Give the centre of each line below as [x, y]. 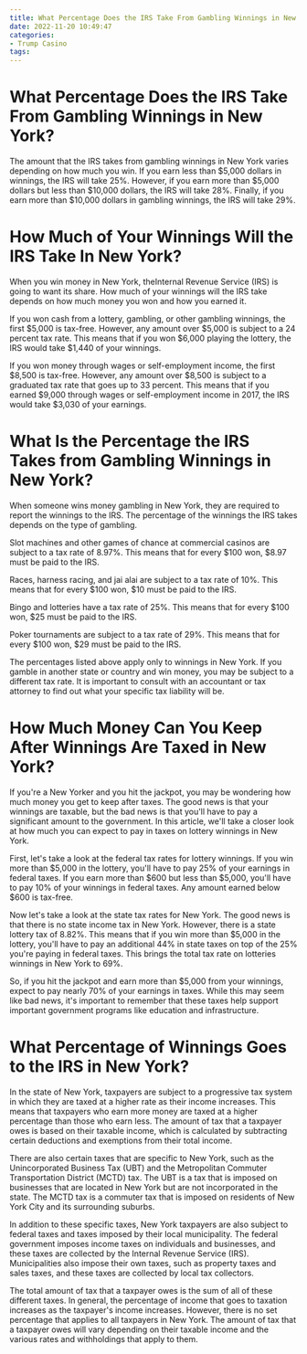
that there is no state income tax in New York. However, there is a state [143, 925]
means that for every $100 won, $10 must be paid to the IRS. [123, 589]
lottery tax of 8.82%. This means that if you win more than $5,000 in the [145, 934]
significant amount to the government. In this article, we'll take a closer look [152, 821]
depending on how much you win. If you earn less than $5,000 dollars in [145, 171]
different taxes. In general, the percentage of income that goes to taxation [148, 1300]
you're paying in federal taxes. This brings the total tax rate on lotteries [143, 953]
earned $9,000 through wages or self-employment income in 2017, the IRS [150, 395]
